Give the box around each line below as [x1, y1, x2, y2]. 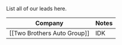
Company [35, 19, 64, 27]
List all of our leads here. [6, 5, 67, 12]
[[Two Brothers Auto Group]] [9, 29, 90, 37]
